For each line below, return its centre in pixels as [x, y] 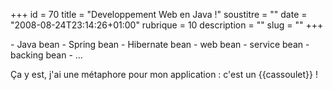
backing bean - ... [46, 55]
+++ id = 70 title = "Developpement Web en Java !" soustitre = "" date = [159, 14]
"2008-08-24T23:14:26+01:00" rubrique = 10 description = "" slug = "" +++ [167, 25]
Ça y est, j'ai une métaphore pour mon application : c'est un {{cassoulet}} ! [164, 74]
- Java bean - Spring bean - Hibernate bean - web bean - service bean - [160, 44]
